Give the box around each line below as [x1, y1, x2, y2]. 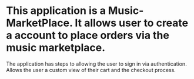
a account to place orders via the [6, 29, 169, 42]
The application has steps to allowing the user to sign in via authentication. [6, 60, 187, 67]
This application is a [6, 4, 106, 17]
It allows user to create [75, 16, 189, 30]
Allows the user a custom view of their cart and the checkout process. [6, 66, 176, 73]
